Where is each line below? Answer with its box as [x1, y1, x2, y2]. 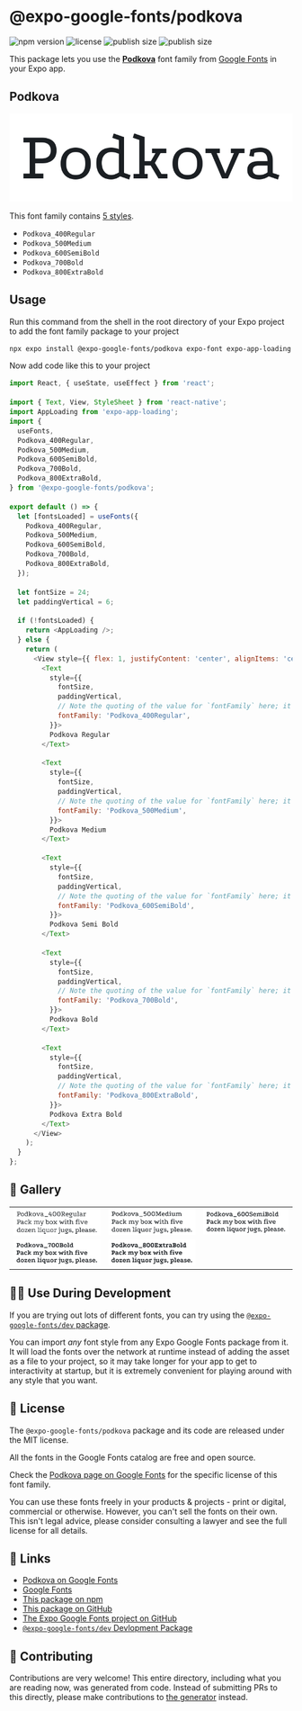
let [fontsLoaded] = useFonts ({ [17, 511, 139, 521]
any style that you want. [9, 1374, 99, 1385]
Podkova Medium [49, 825, 106, 834]
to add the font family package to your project [9, 326, 180, 337]
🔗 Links [9, 1551, 51, 1566]
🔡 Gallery [9, 1182, 62, 1198]
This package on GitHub [22, 1604, 112, 1615]
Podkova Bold [49, 1015, 99, 1024]
